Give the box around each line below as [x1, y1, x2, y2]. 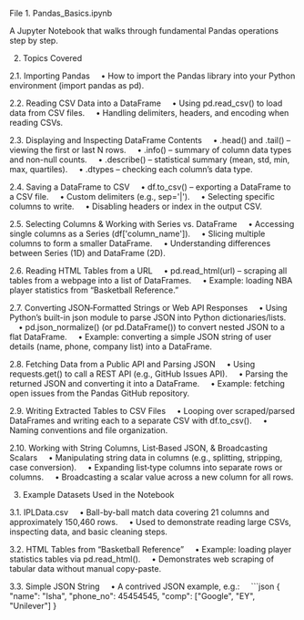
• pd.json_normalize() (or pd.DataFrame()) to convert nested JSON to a [17, 322, 285, 332]
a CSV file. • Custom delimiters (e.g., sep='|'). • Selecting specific [9, 191, 275, 201]
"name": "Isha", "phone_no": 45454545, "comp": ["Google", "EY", [9, 591, 256, 601]
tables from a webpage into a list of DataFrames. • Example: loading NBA [9, 275, 293, 285]
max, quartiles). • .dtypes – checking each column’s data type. [9, 164, 253, 174]
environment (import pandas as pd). [9, 80, 145, 90]
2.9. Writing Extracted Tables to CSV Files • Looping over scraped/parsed [9, 406, 296, 416]
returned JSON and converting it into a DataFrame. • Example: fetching [9, 378, 285, 388]
